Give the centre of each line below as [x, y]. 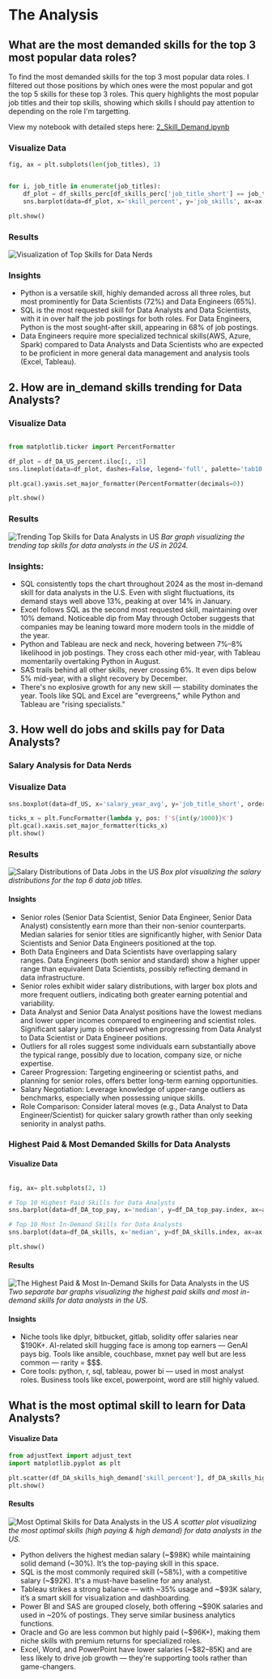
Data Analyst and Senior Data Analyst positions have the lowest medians [141, 1012]
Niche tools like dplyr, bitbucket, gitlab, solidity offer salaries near [129, 1337]
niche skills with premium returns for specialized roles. [111, 1640]
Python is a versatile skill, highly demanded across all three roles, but [135, 293]
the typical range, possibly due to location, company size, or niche [131, 1055]
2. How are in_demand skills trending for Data [125, 387]
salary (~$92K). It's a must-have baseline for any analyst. [116, 1580]
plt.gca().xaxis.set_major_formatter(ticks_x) [88, 826]
